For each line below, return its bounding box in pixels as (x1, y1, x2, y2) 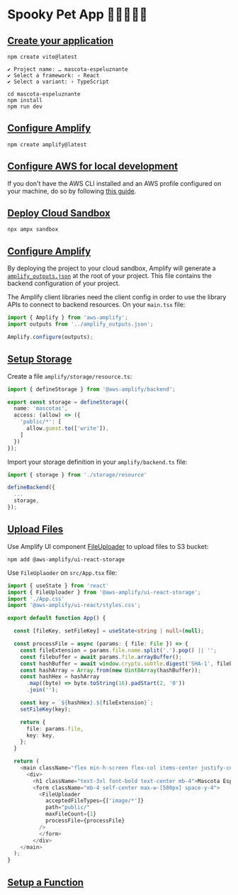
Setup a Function (7, 876, 84, 889)
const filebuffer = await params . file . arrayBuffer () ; (20, 653, 182, 660)
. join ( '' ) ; (25, 686, 59, 694)
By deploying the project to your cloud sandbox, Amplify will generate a (7, 264, 216, 272)
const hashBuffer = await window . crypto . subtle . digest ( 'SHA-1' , (20, 660, 214, 667)
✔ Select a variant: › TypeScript (7, 78, 110, 85)
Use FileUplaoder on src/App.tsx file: (7, 568, 118, 577)
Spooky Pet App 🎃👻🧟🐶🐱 (7, 6, 148, 23)
